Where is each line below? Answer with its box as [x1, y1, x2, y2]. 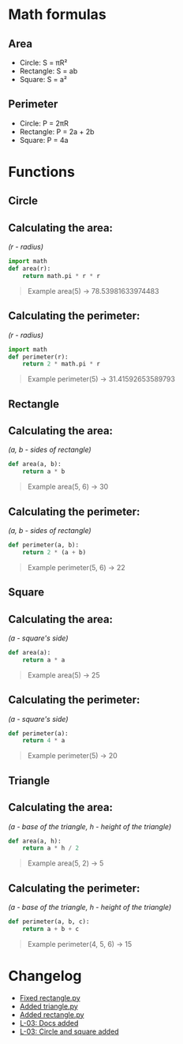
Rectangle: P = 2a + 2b [19, 126, 95, 136]
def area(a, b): [8, 460, 62, 468]
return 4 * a [22, 737, 65, 745]
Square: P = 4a [19, 135, 69, 145]
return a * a [22, 655, 65, 664]
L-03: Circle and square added [19, 1027, 120, 1036]
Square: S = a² [19, 75, 67, 84]
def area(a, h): [8, 837, 62, 845]
